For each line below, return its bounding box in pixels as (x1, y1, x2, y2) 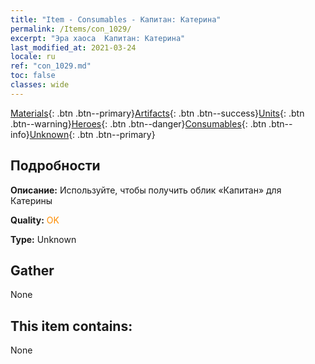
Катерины (10, 194, 53, 206)
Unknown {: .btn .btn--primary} (29, 128, 156, 140)
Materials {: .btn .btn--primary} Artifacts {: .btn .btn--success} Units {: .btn (10, 107, 305, 119)
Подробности (10, 157, 101, 175)
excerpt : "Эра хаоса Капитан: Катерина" (10, 33, 186, 43)
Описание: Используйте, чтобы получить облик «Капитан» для (10, 184, 282, 196)
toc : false (10, 71, 56, 81)
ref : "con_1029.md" (10, 61, 92, 71)
